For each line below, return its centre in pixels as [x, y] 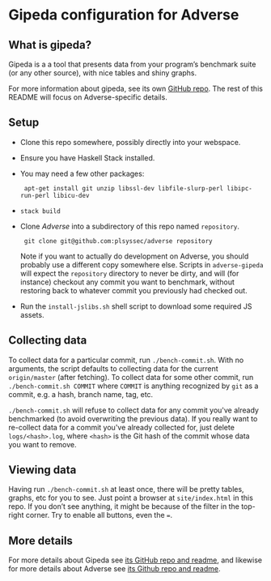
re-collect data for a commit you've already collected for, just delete [121, 427]
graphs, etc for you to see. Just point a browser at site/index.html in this [131, 498]
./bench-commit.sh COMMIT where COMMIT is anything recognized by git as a [133, 386]
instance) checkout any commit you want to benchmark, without [127, 282]
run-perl [35, 195]
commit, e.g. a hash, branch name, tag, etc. [81, 394]
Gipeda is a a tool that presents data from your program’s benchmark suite [132, 64]
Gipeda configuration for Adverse [124, 15]
